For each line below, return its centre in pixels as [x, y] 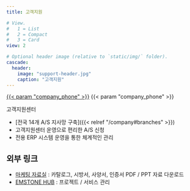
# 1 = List [23, 29]
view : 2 [16, 46]
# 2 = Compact [27, 34]
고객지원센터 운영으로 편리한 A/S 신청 [60, 130]
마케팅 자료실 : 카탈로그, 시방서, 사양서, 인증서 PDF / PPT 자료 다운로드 [100, 175]
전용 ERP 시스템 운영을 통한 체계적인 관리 [64, 137]
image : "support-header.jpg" [54, 74]
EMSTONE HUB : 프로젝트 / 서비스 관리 [62, 182]
